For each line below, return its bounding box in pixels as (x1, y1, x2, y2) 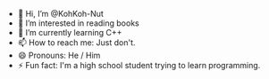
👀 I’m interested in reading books (17, 18, 140, 28)
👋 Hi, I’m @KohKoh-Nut (17, 9, 105, 19)
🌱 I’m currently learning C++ (17, 28, 122, 37)
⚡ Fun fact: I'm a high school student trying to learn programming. (17, 60, 261, 70)
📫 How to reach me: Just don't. (17, 37, 136, 48)
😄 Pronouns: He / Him (17, 50, 101, 60)
